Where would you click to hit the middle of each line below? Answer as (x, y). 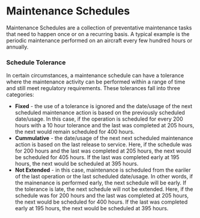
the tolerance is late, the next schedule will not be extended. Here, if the (104, 189)
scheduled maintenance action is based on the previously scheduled (100, 113)
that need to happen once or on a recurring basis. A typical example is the (98, 34)
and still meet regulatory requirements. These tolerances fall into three (93, 88)
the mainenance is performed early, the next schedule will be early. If (101, 183)
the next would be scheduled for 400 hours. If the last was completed (101, 202)
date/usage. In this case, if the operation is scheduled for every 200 (99, 119)
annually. (17, 47)
